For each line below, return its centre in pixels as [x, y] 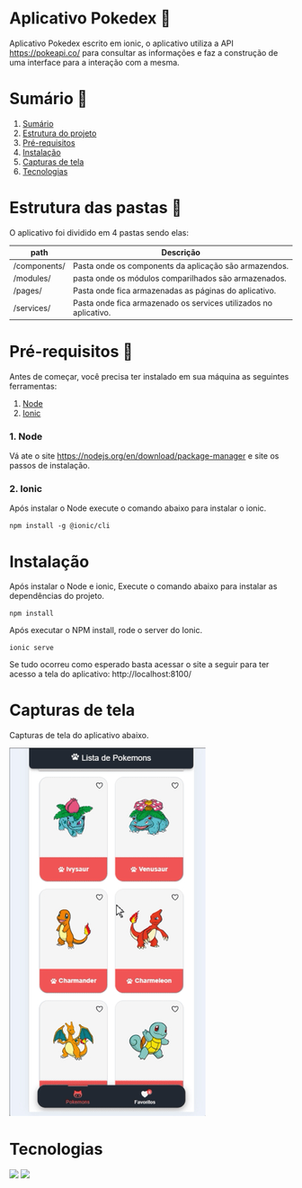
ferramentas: [33, 386]
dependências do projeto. [57, 596]
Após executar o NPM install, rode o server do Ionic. [106, 630]
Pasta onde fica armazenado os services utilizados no [173, 303]
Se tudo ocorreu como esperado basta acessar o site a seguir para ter [139, 665]
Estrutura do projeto [59, 133]
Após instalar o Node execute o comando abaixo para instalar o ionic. [138, 508]
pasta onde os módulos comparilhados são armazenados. [180, 278]
